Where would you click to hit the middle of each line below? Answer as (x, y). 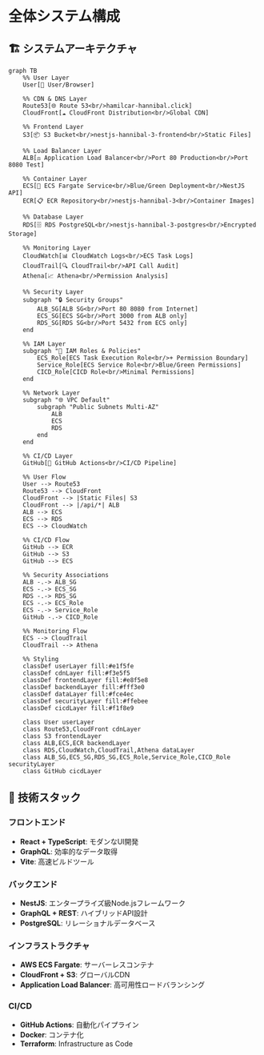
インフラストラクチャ (49, 945)
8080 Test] (26, 165)
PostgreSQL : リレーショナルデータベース (88, 923)
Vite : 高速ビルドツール (57, 861)
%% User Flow (44, 477)
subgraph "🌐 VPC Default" (66, 400)
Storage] (23, 234)
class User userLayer (58, 722)
